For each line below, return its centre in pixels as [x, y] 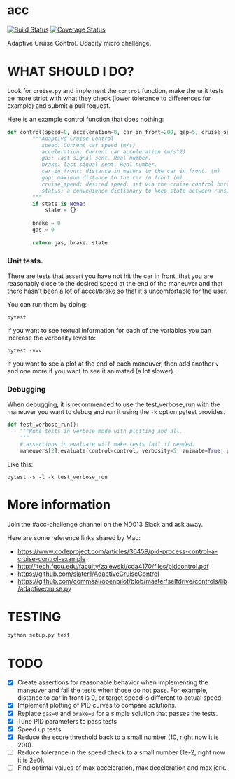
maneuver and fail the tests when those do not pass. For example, [112, 690]
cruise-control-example [51, 558]
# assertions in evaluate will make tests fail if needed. [108, 444]
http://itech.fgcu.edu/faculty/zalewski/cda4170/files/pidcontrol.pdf [113, 566]
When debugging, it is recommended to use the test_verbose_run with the [114, 404]
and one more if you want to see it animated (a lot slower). [91, 371]
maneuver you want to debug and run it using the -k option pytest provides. [116, 412]
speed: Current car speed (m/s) [89, 145]
